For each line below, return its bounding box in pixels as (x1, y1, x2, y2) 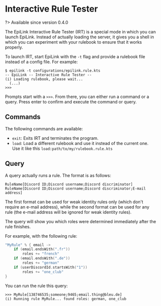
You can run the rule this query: (5, 283, 68, 289)
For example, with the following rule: (5, 233, 77, 239)
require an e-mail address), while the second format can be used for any (5, 204, 150, 209)
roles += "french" (22, 251, 59, 257)
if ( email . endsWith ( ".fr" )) (14, 247, 70, 252)
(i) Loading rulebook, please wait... (5, 77, 83, 81)
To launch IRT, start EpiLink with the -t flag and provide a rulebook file (5, 53, 146, 59)
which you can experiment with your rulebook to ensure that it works (5, 39, 142, 45)
